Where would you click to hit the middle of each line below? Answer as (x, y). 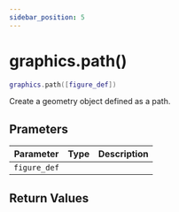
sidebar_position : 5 (47, 17)
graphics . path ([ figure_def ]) (63, 85)
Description (123, 154)
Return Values (49, 198)
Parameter (36, 154)
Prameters (39, 129)
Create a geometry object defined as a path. (90, 102)
